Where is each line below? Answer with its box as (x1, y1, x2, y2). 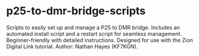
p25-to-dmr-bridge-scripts (6, 4, 146, 18)
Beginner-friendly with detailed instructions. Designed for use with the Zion (6, 36, 194, 43)
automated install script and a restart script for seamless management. (6, 30, 182, 37)
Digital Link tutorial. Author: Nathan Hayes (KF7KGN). (6, 43, 138, 50)
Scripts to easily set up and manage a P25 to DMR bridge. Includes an (6, 24, 180, 31)
